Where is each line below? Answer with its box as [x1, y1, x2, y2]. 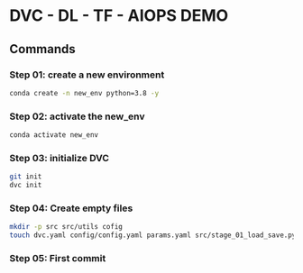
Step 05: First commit [9, 251, 106, 264]
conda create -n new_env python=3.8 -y [9, 88, 160, 97]
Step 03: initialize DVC [9, 151, 110, 164]
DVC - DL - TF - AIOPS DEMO [9, 5, 229, 26]
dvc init [9, 181, 42, 190]
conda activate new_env [9, 131, 99, 140]
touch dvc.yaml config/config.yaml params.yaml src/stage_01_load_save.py [9, 231, 297, 240]
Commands [9, 41, 77, 57]
